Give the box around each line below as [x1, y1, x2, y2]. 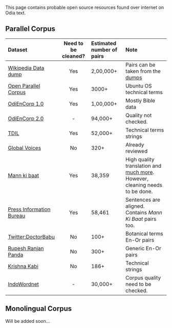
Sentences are [125, 196, 160, 203]
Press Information [8, 206, 51, 213]
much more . [125, 168, 155, 176]
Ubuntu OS [125, 82, 152, 89]
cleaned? [62, 52, 85, 59]
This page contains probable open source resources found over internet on [5, 5, 164, 10]
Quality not [125, 112, 152, 119]
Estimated [91, 39, 117, 47]
